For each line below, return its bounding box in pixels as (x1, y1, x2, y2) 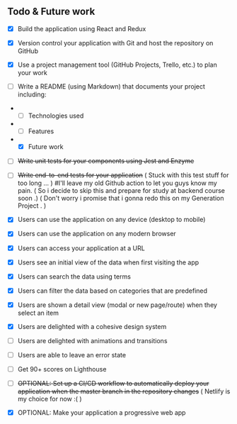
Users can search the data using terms (17, 272, 131, 281)
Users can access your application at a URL (17, 244, 145, 252)
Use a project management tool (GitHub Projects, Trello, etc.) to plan (17, 60, 217, 69)
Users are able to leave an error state (17, 350, 126, 359)
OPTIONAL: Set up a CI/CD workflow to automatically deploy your (17, 379, 210, 388)
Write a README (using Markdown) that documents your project (17, 82, 205, 91)
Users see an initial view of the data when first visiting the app (17, 258, 200, 267)
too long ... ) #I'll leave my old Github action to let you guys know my (17, 179, 217, 187)
